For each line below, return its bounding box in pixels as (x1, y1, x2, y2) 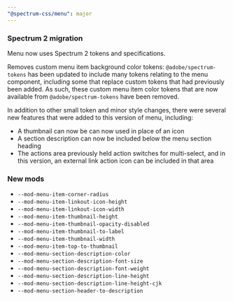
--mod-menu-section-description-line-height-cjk (17, 280, 162, 287)
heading (17, 141, 42, 150)
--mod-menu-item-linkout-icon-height (17, 198, 128, 206)
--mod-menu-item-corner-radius (17, 191, 109, 198)
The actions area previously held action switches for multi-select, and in (17, 149, 226, 157)
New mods (7, 174, 45, 184)
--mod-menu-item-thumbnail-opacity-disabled (17, 221, 150, 228)
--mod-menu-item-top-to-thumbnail (17, 243, 118, 250)
